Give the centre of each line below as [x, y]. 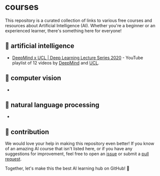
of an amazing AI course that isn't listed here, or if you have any [69, 149]
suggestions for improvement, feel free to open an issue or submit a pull [77, 154]
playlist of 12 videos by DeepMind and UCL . [56, 63]
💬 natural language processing [52, 105]
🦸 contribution [27, 132]
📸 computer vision [33, 78]
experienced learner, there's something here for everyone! [64, 31]
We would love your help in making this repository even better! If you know [80, 144]
